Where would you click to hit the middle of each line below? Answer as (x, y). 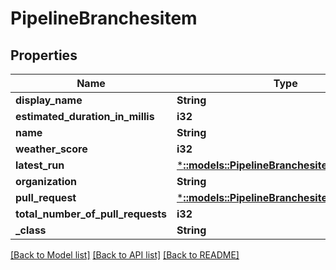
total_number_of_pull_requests (91, 214)
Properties (44, 55)
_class (31, 230)
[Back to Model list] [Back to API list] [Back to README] (125, 255)
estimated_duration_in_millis (85, 116)
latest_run (40, 165)
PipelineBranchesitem (104, 18)
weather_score (51, 149)
